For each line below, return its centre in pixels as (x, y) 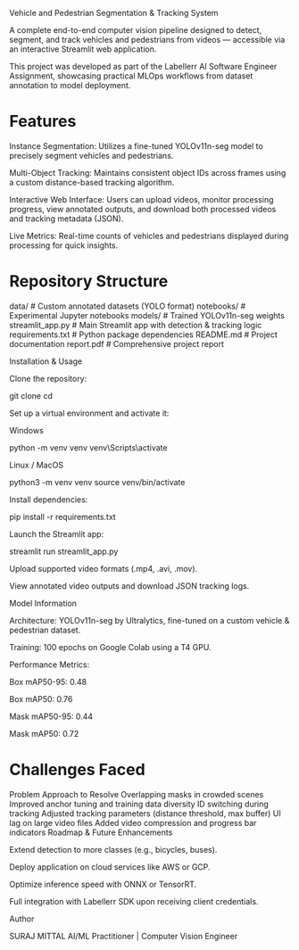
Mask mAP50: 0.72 (44, 733)
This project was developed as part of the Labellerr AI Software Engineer (143, 66)
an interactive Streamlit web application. (83, 49)
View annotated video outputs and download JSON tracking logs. (129, 586)
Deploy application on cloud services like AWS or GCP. (110, 867)
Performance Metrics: (50, 665)
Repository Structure (89, 281)
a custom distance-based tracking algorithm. (92, 182)
